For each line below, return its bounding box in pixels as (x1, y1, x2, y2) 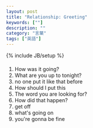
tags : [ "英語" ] (6, 36, 42, 42)
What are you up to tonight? (14, 72, 82, 79)
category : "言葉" (6, 31, 47, 36)
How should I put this (14, 84, 66, 91)
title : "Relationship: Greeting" (6, 14, 88, 20)
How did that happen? (14, 96, 68, 103)
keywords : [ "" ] (6, 19, 43, 25)
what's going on (14, 109, 54, 116)
